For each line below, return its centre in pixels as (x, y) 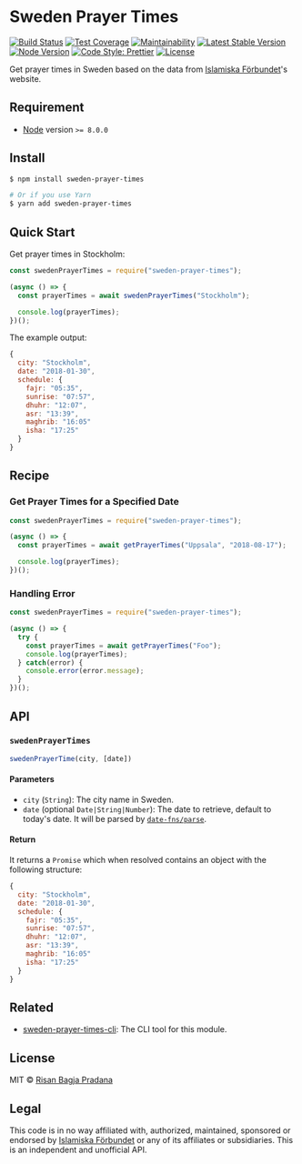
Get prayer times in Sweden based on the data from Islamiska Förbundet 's (149, 69)
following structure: (46, 869)
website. (25, 78)
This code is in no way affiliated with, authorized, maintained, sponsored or (150, 1130)
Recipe (30, 476)
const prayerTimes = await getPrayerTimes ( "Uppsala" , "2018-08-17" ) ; (152, 546)
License (32, 1058)
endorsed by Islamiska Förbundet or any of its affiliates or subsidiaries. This (151, 1140)
